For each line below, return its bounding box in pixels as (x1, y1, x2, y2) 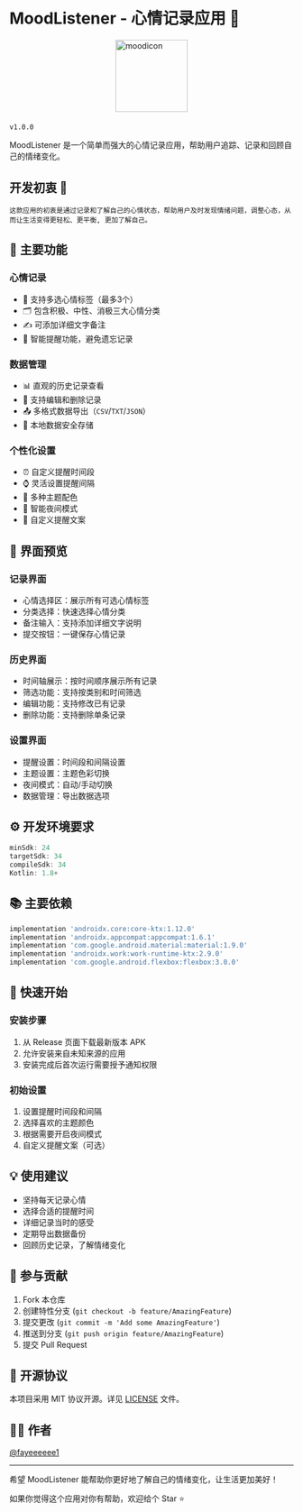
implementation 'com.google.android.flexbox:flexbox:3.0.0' (9, 958, 241, 967)
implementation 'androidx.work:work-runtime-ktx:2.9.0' (9, 949, 224, 958)
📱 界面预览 (9, 543, 68, 559)
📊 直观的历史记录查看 (22, 380, 105, 390)
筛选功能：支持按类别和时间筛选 (22, 687, 142, 698)
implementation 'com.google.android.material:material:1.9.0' (9, 941, 248, 950)
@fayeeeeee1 (9, 1447, 60, 1458)
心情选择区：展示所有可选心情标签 (22, 594, 150, 605)
